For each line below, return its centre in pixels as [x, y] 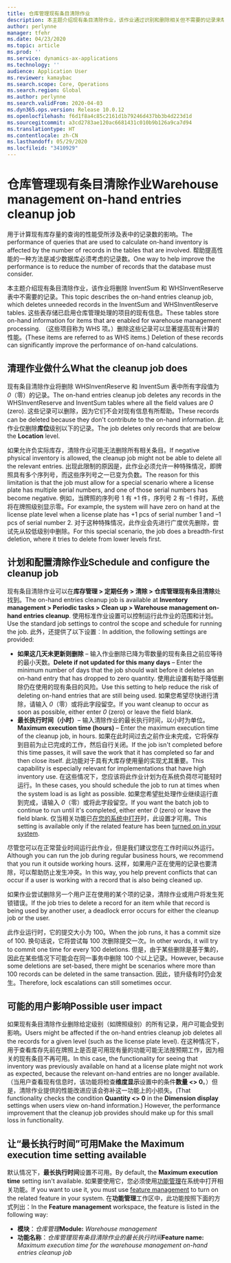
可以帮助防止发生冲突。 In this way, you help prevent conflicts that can [118, 872]
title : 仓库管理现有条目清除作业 [49, 13]
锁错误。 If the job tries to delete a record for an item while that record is [109, 903]
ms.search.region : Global [44, 90]
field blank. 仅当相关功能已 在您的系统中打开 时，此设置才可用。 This [112, 818]
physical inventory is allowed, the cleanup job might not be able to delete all [114, 458]
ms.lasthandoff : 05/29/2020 [47, 142]
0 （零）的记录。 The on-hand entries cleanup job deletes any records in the [114, 395]
